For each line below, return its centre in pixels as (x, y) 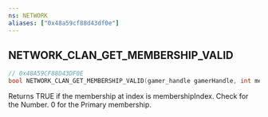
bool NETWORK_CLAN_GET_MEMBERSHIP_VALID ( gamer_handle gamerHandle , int (130, 81)
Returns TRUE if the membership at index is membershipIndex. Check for (128, 96)
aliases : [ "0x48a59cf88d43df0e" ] (64, 23)
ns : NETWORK (28, 16)
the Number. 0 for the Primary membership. (80, 105)
